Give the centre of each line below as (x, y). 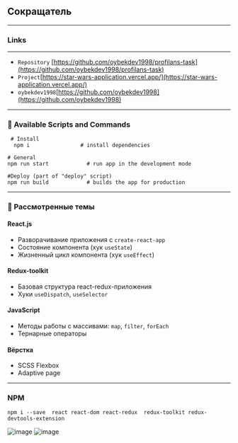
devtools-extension (36, 419)
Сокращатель (40, 12)
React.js (20, 224)
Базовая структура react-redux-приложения (85, 287)
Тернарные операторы (52, 333)
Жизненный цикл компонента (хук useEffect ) (86, 255)
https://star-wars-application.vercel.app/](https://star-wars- (130, 77)
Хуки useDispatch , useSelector (63, 294)
